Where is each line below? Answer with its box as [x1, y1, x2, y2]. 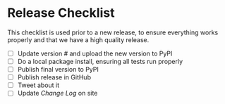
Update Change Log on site [17, 89, 98, 98]
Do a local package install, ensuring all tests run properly [17, 58, 183, 65]
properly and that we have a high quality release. [7, 35, 150, 44]
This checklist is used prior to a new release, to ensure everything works [7, 28, 219, 37]
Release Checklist [7, 5, 115, 21]
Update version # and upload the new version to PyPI [17, 49, 173, 58]
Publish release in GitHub [17, 73, 92, 82]
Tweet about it [17, 81, 60, 89]
